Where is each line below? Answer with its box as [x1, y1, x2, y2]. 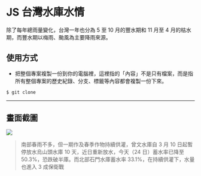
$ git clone [6, 89, 36, 95]
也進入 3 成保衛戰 [20, 163, 65, 171]
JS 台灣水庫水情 [6, 5, 85, 19]
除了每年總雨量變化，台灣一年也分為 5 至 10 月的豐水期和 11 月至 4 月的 [6, 26, 181, 33]
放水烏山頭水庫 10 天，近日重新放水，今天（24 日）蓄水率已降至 [26, 149, 184, 156]
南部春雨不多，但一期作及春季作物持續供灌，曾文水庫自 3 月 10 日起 [20, 141, 188, 148]
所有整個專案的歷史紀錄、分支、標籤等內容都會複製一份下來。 [14, 77, 167, 84]
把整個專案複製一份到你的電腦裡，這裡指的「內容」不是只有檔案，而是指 [14, 70, 193, 77]
